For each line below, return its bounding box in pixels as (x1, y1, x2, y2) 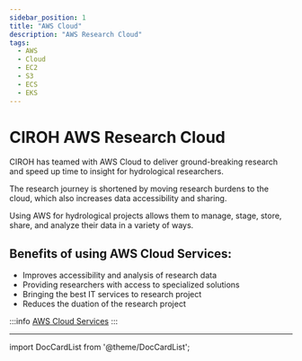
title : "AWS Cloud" (9, 22, 83, 31)
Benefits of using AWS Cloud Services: (9, 246, 232, 261)
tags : (9, 38, 30, 48)
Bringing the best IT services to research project (22, 289, 202, 300)
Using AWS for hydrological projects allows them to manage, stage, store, (9, 210, 282, 221)
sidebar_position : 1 (9, 13, 87, 22)
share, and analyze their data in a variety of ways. (9, 220, 194, 231)
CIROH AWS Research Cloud (9, 127, 226, 147)
